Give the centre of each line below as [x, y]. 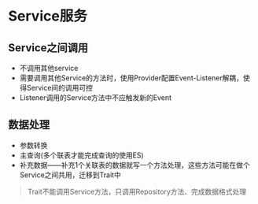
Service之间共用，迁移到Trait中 [70, 175]
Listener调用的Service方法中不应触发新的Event [95, 98]
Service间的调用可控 [59, 88]
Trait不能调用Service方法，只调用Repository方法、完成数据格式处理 [137, 191]
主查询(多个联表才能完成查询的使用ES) [81, 155]
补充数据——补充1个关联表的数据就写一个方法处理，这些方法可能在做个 [135, 165]
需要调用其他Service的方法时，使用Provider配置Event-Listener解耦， [131, 78]
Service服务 [48, 16]
